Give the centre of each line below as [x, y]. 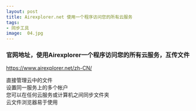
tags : [13, 22]
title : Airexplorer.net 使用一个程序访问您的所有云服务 [69, 17]
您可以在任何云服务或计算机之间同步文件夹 [58, 95]
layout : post [22, 11]
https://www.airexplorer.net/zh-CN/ [49, 68]
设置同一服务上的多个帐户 [37, 88]
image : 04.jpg [25, 33]
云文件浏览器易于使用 [32, 102]
